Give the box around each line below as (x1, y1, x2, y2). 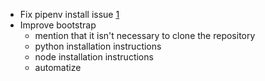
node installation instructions (34, 51, 154, 63)
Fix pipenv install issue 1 (19, 9, 120, 20)
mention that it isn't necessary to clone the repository (34, 30, 256, 41)
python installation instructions (34, 40, 162, 52)
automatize (34, 62, 82, 73)
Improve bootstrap (19, 19, 97, 31)
